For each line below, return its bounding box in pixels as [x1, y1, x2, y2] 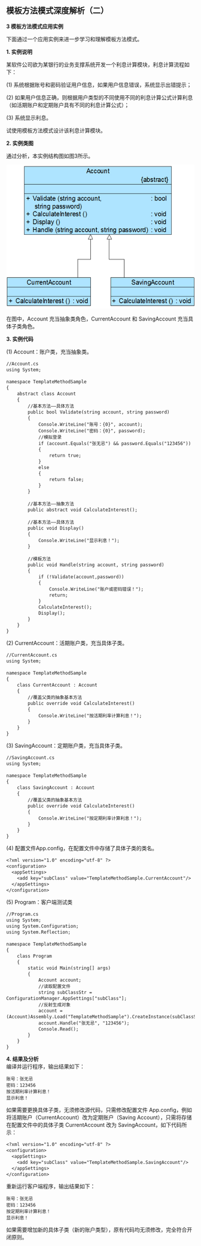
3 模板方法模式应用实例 [6, 23, 64, 30]
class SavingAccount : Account [17, 784, 95, 791]
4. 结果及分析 [6, 1055, 39, 1062]
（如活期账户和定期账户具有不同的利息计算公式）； [6, 101, 130, 108]
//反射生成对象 [38, 1002, 71, 1008]
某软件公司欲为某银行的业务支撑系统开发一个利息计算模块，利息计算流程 [6, 61, 184, 68]
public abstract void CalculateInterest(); [28, 507, 138, 513]
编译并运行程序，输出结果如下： [6, 1063, 85, 1070]
